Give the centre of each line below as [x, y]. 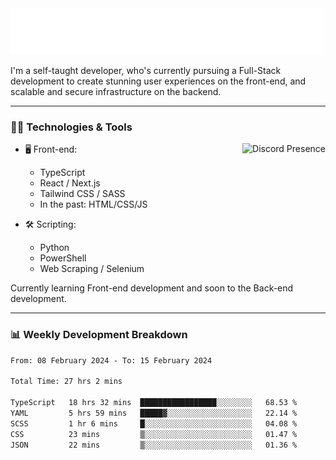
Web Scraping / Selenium [92, 269]
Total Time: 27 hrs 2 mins [66, 382]
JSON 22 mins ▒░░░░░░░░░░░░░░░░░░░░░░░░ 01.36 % [154, 445]
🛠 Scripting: [50, 224]
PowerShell [63, 258]
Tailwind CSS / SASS [82, 194]
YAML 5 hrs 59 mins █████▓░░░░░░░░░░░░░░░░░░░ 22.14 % [154, 413]
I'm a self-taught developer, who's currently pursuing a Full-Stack [146, 70]
